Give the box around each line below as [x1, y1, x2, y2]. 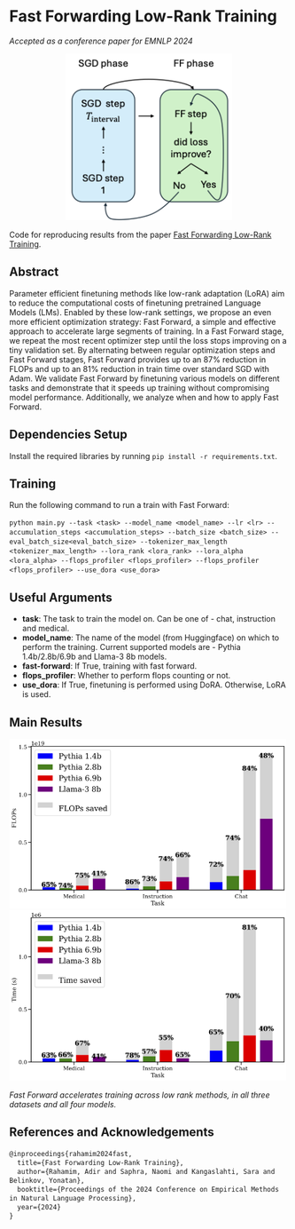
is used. [21, 689, 51, 700]
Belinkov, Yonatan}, [9, 1176, 86, 1185]
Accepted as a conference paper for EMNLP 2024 [9, 36, 193, 46]
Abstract [9, 265, 59, 280]
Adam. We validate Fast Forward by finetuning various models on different [9, 373, 281, 384]
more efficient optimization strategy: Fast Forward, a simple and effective [9, 316, 276, 327]
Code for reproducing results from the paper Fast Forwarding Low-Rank [9, 229, 272, 240]
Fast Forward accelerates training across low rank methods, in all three [9, 1090, 270, 1100]
